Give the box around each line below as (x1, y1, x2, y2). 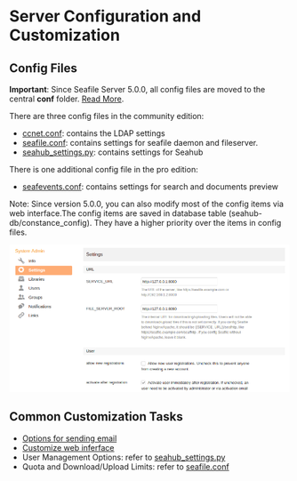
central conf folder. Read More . (9, 93, 124, 104)
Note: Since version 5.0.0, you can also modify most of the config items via (9, 198, 285, 209)
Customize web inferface (21, 442, 115, 453)
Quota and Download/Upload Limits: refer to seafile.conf (21, 461, 229, 472)
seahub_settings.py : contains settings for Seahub (21, 147, 204, 157)
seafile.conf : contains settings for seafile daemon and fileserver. (21, 138, 259, 148)
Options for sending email (21, 433, 117, 444)
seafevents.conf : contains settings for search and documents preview (21, 181, 278, 192)
